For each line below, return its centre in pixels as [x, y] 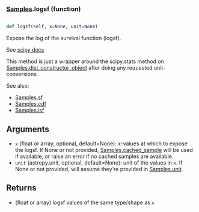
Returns [22, 188]
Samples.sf [29, 97]
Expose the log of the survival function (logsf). [64, 38]
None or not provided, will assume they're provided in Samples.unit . [99, 169]
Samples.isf [29, 111]
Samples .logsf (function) [44, 9]
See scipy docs [25, 50]
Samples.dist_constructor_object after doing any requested [79, 68]
